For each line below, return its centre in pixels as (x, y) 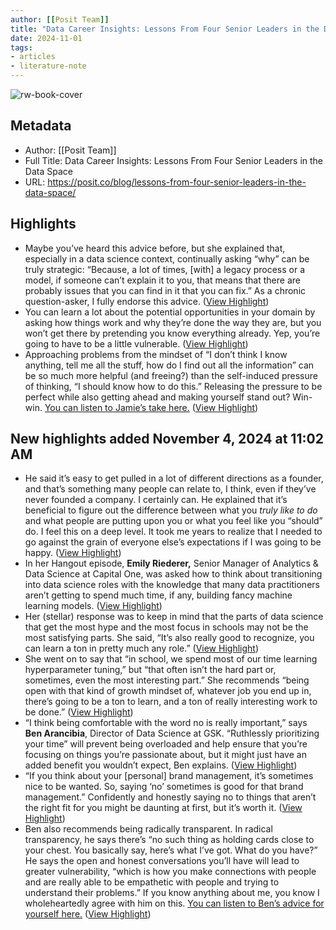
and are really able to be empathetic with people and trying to (152, 882)
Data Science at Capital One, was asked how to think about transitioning (173, 574)
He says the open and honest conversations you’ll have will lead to (162, 861)
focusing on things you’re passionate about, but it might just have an (165, 755)
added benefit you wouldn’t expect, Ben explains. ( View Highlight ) (161, 765)
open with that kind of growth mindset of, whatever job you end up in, (168, 691)
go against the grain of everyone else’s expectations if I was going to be (173, 542)
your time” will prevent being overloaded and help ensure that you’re (166, 744)
